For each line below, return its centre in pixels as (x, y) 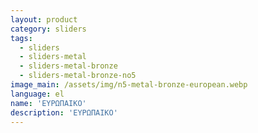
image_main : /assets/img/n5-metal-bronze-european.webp (129, 85)
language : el (37, 94)
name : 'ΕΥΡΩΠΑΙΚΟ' (48, 103)
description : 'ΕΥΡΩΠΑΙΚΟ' (64, 112)
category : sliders (48, 29)
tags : (21, 38)
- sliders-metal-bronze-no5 (78, 76)
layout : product (44, 19)
